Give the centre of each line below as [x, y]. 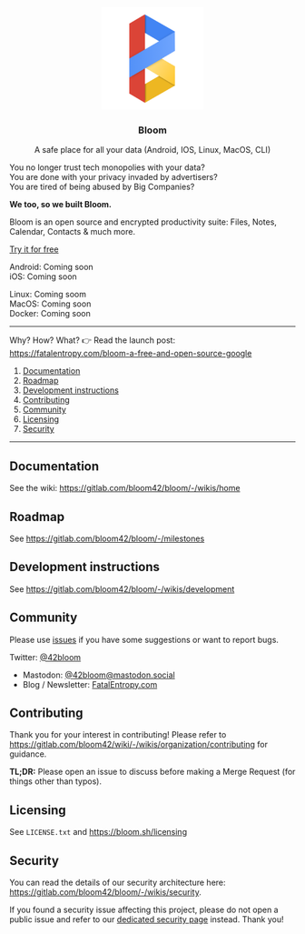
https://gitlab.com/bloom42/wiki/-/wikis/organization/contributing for [139, 745]
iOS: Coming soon [43, 276]
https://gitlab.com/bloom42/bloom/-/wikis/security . [105, 892]
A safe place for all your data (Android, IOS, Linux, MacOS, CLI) [152, 150]
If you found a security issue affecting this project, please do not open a [144, 909]
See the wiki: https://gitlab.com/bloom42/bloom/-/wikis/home [125, 488]
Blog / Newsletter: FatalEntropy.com [90, 684]
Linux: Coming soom [48, 295]
